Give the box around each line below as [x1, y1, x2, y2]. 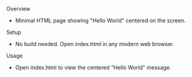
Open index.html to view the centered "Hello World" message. [15, 64, 172, 71]
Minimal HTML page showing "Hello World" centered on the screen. [15, 17, 186, 24]
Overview [6, 5, 30, 12]
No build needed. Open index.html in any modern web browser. [15, 41, 175, 47]
